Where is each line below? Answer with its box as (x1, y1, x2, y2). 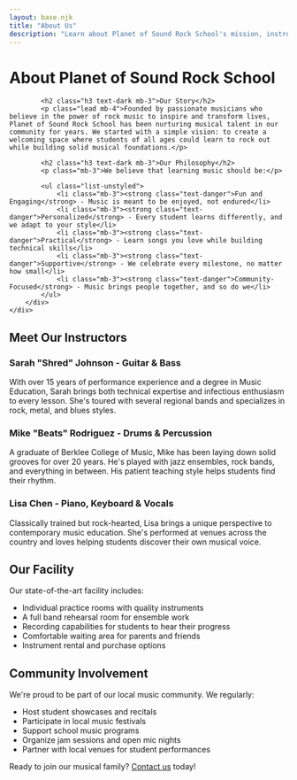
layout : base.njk (9, 12, 73, 22)
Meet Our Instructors (9, 329, 128, 345)
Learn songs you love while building (123, 236, 263, 245)
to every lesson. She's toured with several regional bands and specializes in (9, 396, 286, 405)
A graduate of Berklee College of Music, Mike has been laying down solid (9, 447, 277, 458)
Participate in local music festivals (21, 716, 147, 727)
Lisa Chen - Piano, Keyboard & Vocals (9, 498, 174, 510)
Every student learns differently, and (135, 213, 283, 222)
